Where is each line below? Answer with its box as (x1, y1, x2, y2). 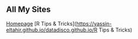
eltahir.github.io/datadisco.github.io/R (6, 26, 98, 33)
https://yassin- (76, 20, 112, 27)
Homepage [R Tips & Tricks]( (6, 20, 77, 27)
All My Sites (6, 5, 51, 15)
